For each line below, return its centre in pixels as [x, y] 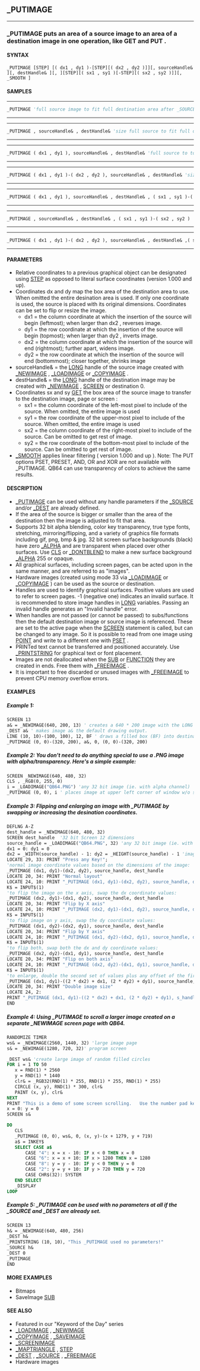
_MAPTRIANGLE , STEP [44, 1349]
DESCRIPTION [25, 488]
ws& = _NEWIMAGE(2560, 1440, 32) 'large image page [72, 1043]
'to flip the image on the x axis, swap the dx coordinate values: [92, 893]
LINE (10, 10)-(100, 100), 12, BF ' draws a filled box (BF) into [91, 736]
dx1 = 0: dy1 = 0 [28, 849]
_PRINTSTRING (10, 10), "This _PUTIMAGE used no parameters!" [85, 1242]
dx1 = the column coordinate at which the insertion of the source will [108, 317]
